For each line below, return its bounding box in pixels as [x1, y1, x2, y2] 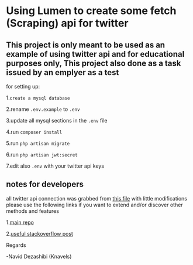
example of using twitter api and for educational [6, 49, 185, 59]
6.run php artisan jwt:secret [6, 151, 78, 158]
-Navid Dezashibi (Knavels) [6, 253, 72, 260]
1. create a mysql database [6, 94, 70, 101]
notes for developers [6, 179, 84, 189]
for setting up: [6, 83, 40, 90]
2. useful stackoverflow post [6, 230, 73, 237]
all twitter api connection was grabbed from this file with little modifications [6, 195, 187, 202]
